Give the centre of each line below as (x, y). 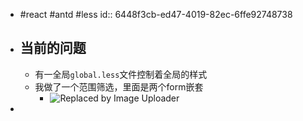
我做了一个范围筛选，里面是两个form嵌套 (119, 86)
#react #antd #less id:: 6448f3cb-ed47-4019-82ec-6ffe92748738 (156, 14)
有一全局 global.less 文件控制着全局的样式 (121, 74)
